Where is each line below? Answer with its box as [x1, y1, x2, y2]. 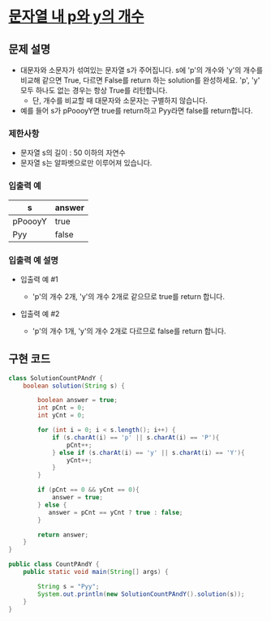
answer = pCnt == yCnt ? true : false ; [48, 508, 183, 516]
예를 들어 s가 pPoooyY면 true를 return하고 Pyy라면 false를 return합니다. [19, 106, 253, 115]
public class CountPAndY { [8, 560, 100, 568]
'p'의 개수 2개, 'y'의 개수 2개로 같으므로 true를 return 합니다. [32, 291, 226, 301]
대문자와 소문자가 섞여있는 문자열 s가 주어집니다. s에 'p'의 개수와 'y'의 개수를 [19, 66, 264, 75]
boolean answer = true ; [37, 396, 118, 405]
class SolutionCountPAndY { [8, 374, 104, 382]
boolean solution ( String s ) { [23, 382, 126, 390]
